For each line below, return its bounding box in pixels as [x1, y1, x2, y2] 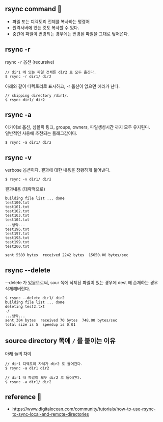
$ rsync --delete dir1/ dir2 [5, 295, 65, 301]
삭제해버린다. [5, 286, 30, 292]
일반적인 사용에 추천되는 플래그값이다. [5, 131, 78, 136]
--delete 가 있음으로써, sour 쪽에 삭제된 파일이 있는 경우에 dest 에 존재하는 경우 [5, 280, 158, 286]
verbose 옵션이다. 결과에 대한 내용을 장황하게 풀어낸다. [5, 167, 111, 173]
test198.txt [5, 236, 29, 240]
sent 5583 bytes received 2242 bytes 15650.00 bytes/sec [5, 253, 129, 258]
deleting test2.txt [5, 304, 45, 309]
